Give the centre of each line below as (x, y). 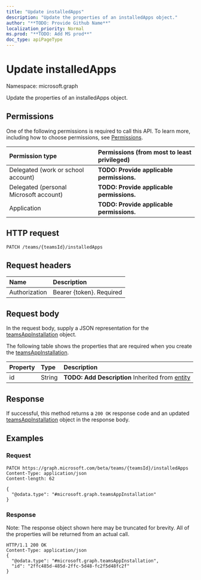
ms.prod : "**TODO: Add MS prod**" (49, 34)
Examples (25, 439)
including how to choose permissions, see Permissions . (75, 137)
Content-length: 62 (31, 479)
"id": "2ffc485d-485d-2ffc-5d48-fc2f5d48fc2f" (71, 566)
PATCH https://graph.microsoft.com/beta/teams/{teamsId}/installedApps (97, 468)
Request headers (39, 265)
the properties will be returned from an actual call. (68, 534)
